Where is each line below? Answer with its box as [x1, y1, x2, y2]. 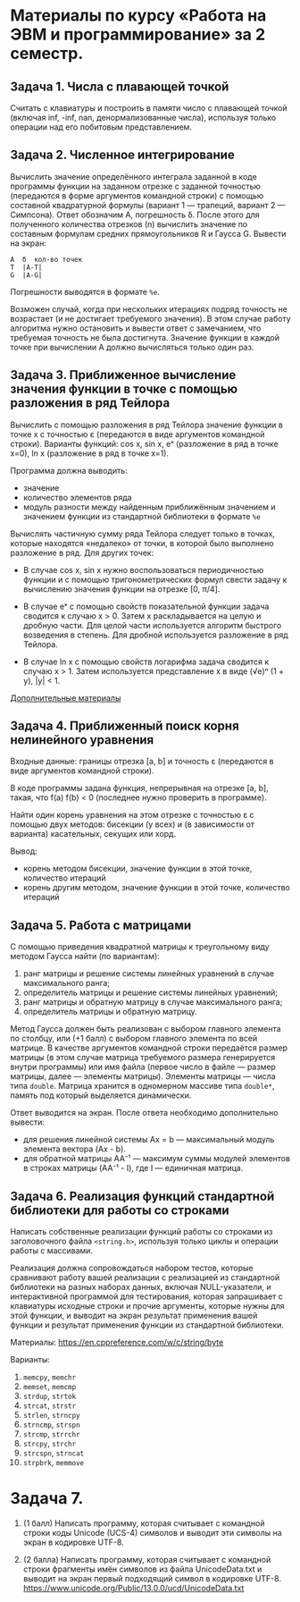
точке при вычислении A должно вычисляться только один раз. [10, 341, 254, 352]
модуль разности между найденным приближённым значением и [22, 502, 276, 512]
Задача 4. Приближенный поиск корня [10, 719, 239, 734]
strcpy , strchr [22, 1438, 77, 1449]
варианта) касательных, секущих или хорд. [10, 829, 177, 839]
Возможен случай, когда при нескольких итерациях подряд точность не [10, 303, 288, 314]
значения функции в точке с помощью [10, 382, 238, 397]
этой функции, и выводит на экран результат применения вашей [10, 1311, 258, 1321]
